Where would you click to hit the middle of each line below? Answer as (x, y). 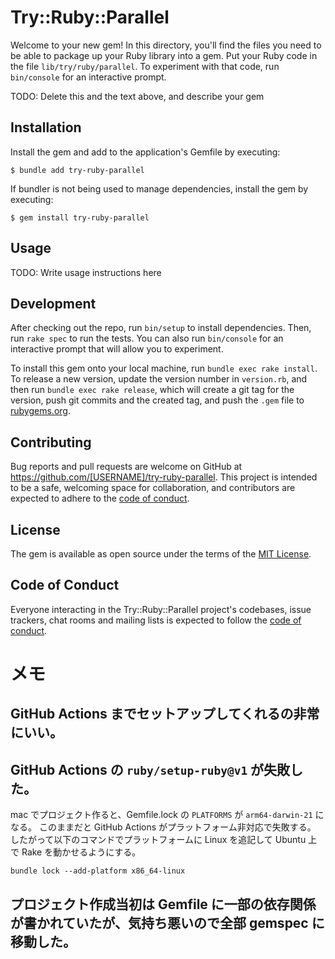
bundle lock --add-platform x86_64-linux (98, 871)
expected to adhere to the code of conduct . (100, 498)
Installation (46, 127)
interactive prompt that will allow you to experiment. (117, 349)
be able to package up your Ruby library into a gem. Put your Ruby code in (164, 55)
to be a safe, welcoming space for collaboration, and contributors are (153, 488)
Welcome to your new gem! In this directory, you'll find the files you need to (166, 45)
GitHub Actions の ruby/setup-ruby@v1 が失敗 (150, 769)
